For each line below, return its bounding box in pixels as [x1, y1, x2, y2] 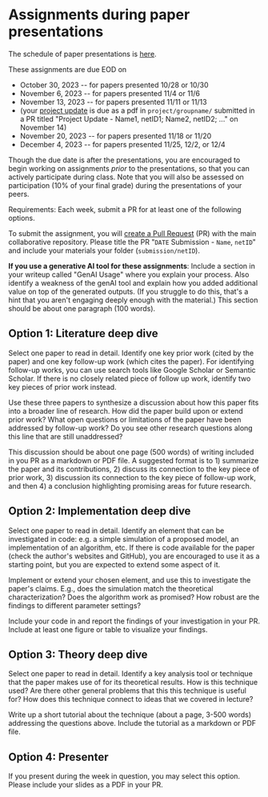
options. [8, 213, 36, 222]
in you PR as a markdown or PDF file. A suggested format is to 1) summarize [8, 455, 259, 465]
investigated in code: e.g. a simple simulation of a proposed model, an [8, 534, 239, 543]
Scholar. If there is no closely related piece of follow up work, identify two [8, 374, 251, 383]
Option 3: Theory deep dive [8, 647, 148, 661]
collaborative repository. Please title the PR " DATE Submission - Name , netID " [8, 237, 256, 246]
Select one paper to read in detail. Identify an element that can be [8, 526, 225, 535]
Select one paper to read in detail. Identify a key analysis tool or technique [8, 669, 254, 679]
